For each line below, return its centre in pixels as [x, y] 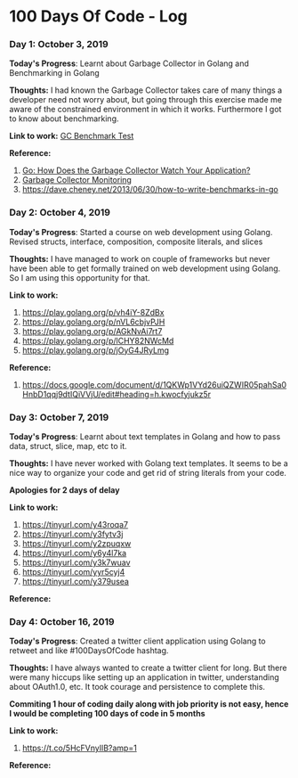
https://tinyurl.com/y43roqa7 [75, 525]
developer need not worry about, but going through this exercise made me [146, 100]
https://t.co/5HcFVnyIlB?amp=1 [80, 748]
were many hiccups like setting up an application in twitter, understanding [145, 677]
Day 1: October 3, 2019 [59, 45]
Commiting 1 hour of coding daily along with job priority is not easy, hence [149, 704]
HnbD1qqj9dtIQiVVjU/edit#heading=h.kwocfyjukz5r [117, 394]
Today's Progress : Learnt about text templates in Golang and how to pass [145, 437]
